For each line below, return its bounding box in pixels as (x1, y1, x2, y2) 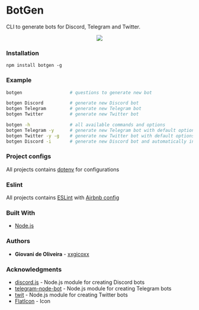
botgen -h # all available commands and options (6, 122, 166, 128)
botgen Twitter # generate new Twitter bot (6, 111, 139, 117)
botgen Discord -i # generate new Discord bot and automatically (6, 138, 187, 144)
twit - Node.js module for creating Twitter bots (14, 291, 129, 299)
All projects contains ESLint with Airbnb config (6, 194, 120, 201)
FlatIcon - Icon (14, 298, 51, 305)
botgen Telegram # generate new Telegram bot (6, 106, 142, 112)
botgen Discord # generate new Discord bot (6, 100, 139, 106)
